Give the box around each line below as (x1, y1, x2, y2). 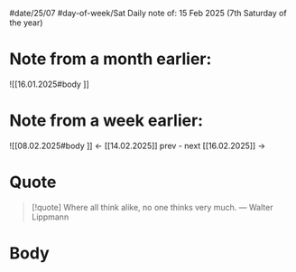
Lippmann (31, 211, 69, 222)
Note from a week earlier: (9, 110, 204, 131)
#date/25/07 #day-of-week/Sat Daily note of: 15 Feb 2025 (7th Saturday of (9, 8, 287, 18)
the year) (9, 17, 43, 28)
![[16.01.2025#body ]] (9, 79, 90, 89)
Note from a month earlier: (9, 49, 212, 70)
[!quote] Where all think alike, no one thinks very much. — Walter (31, 202, 273, 212)
